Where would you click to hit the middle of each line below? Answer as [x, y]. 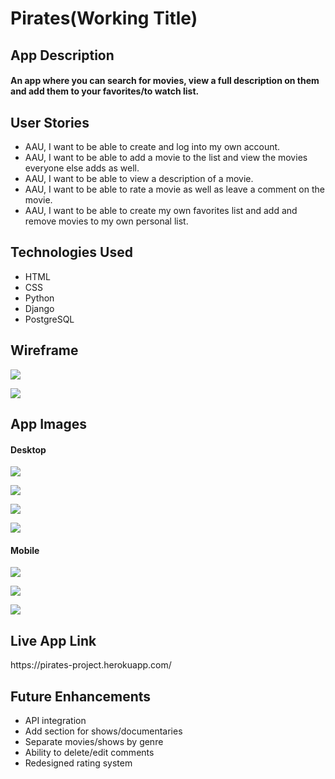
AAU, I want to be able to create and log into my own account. [152, 146]
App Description [62, 55]
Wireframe [44, 350]
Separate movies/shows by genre [94, 742]
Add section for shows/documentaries [103, 731]
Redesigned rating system [78, 763]
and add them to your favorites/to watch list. [105, 91]
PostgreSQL [49, 319]
